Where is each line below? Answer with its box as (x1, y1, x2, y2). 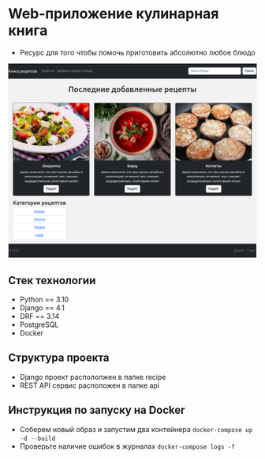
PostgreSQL (19, 320, 59, 329)
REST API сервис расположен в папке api (19, 381, 160, 390)
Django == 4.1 (19, 303, 65, 313)
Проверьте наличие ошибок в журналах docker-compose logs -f (19, 441, 235, 451)
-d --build (19, 434, 56, 442)
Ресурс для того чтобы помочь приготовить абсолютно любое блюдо (19, 47, 256, 57)
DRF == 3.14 (19, 312, 60, 321)
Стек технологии (8, 274, 96, 287)
